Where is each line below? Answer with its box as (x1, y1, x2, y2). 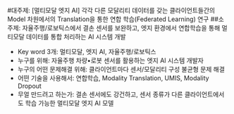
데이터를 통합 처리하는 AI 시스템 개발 (25, 32, 126, 41)
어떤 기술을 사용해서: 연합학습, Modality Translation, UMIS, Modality (17, 74, 209, 82)
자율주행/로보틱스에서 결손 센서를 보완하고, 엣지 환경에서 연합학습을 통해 (22, 24, 221, 32)
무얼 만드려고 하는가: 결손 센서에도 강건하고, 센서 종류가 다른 (17, 90, 183, 99)
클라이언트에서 (184, 90, 225, 99)
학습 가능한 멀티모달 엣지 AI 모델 (25, 99, 114, 107)
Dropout (17, 82, 42, 90)
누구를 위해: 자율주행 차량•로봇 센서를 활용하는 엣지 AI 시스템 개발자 (17, 56, 204, 65)
